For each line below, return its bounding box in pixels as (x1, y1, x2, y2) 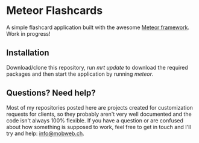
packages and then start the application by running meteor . (6, 70, 154, 78)
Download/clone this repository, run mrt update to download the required (6, 64, 188, 71)
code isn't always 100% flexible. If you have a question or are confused (6, 116, 184, 124)
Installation (6, 48, 49, 58)
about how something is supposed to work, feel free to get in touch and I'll (6, 123, 191, 130)
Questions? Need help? (6, 88, 96, 98)
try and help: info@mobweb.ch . (6, 130, 84, 137)
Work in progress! (6, 30, 51, 37)
